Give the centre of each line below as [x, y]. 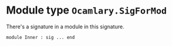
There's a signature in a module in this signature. [65, 27]
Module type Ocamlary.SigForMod [86, 10]
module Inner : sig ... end [41, 37]
